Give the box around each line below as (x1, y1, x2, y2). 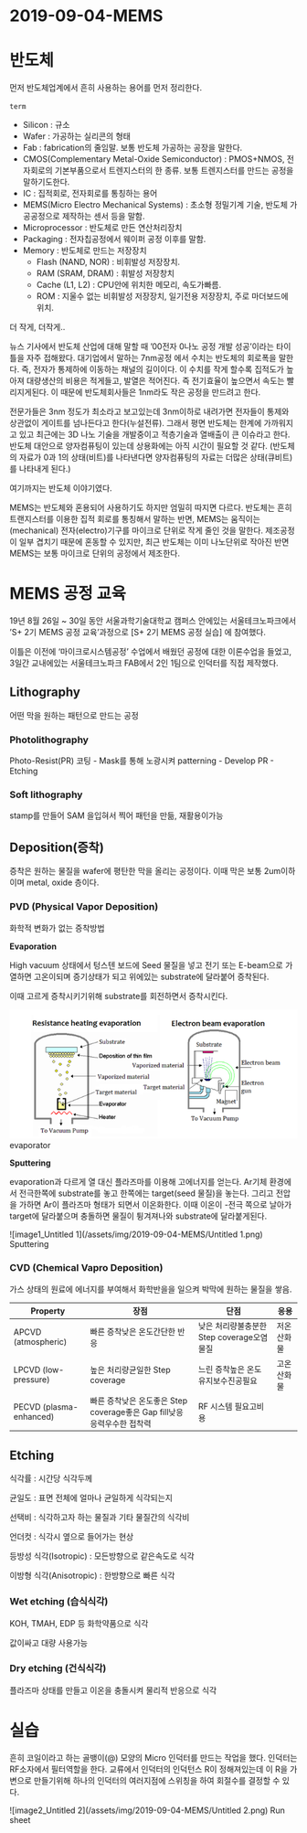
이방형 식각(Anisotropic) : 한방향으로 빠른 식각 (9, 1570, 175, 1582)
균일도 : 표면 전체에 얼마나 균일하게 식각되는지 (9, 1492, 174, 1504)
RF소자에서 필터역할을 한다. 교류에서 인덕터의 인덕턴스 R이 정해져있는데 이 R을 (9, 1764, 288, 1774)
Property (30, 1305, 66, 1316)
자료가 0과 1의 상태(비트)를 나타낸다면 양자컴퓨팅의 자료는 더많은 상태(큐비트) (18, 452, 293, 463)
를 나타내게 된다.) (9, 464, 71, 474)
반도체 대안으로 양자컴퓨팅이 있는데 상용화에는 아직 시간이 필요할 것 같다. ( (9, 441, 273, 452)
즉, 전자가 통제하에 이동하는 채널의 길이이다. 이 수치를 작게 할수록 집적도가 (21, 364, 285, 375)
